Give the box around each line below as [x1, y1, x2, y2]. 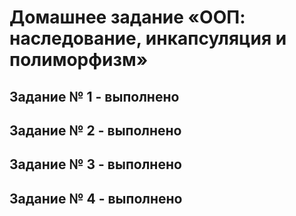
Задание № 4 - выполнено [9, 190, 183, 207]
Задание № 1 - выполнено [9, 88, 180, 105]
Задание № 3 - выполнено [9, 156, 182, 173]
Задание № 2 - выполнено [9, 122, 182, 139]
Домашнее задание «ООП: [9, 6, 246, 29]
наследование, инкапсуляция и [9, 27, 287, 50]
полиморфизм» [9, 49, 149, 71]
